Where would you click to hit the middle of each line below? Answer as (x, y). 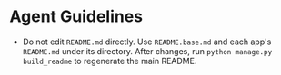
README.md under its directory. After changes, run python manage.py (147, 51)
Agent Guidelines (76, 17)
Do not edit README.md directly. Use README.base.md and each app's (147, 42)
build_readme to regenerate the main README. (110, 61)
